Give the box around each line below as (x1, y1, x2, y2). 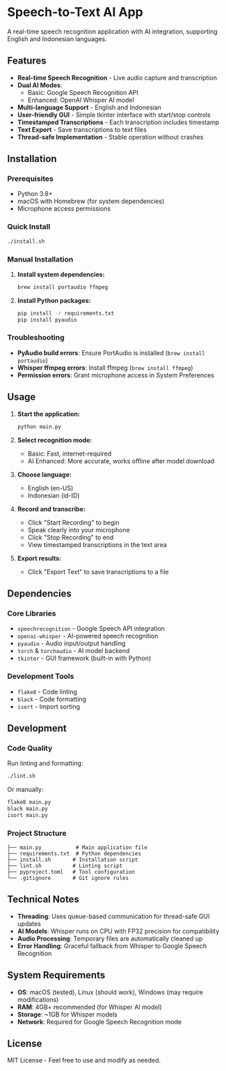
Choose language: (17, 470, 72, 479)
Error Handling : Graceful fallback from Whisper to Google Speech (17, 941, 207, 950)
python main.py (17, 423, 62, 430)
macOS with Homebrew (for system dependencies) (17, 197, 165, 206)
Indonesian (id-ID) (27, 491, 80, 500)
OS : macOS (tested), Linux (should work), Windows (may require (17, 988, 203, 996)
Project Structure (7, 828, 67, 838)
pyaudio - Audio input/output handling (17, 639, 126, 647)
